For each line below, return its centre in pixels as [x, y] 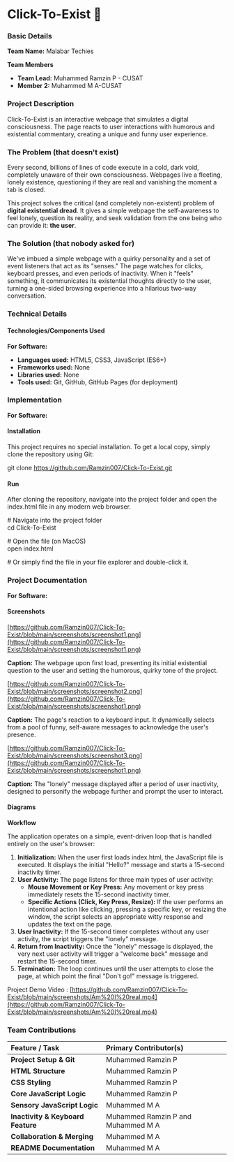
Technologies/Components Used [56, 331]
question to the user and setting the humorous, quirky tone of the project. [112, 670]
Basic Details [30, 36]
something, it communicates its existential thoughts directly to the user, [109, 281]
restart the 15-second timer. [57, 961]
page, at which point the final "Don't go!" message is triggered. [108, 976]
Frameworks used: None [54, 367]
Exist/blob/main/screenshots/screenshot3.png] [75, 755]
